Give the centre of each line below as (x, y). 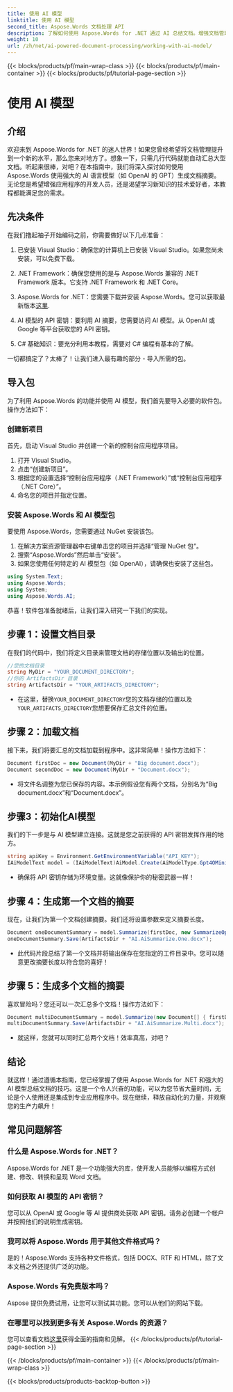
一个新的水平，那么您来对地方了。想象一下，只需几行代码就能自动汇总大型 (119, 158)
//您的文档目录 (26, 665)
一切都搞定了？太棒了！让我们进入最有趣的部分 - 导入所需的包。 (98, 358)
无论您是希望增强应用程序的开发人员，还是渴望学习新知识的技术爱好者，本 (113, 184)
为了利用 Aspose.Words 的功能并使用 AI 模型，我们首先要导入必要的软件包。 (116, 400)
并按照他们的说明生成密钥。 (47, 1221)
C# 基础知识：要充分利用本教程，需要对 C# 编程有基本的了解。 (107, 343)
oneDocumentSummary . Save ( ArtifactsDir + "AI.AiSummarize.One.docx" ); (110, 939)
